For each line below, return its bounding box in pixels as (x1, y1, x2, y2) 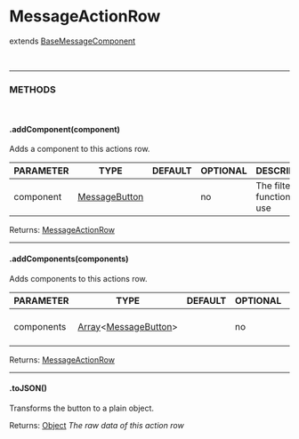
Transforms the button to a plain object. (9, 403, 154, 413)
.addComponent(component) (9, 124, 120, 134)
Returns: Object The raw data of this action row (9, 419, 184, 430)
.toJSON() (9, 383, 47, 394)
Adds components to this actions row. (9, 273, 149, 283)
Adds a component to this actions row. (9, 144, 150, 155)
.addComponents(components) (9, 253, 129, 264)
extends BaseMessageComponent (9, 36, 136, 46)
